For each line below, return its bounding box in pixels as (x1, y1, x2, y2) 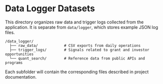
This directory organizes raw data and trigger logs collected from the (5, 19, 144, 25)
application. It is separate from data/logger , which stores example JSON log (5, 24, 159, 30)
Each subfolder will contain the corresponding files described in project (5, 69, 149, 75)
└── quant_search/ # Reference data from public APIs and (9, 56, 145, 61)
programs (5, 60, 23, 65)
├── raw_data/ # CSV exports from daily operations (9, 43, 141, 48)
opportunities (5, 52, 34, 57)
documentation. (5, 74, 37, 80)
